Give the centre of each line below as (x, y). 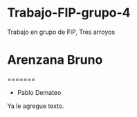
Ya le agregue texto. (36, 106)
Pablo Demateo (39, 92)
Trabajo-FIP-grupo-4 (69, 13)
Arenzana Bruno (55, 60)
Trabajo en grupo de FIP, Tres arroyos (61, 32)
